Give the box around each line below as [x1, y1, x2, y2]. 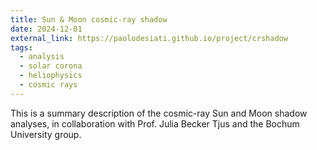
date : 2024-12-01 [10, 24, 83, 34]
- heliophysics [19, 71, 83, 81]
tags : [10, 42, 33, 53]
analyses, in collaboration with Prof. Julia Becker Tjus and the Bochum [10, 117, 300, 130]
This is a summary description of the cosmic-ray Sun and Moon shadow [10, 107, 308, 119]
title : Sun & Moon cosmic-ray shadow [10, 14, 168, 25]
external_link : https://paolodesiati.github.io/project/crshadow [10, 33, 288, 43]
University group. [10, 128, 82, 140]
